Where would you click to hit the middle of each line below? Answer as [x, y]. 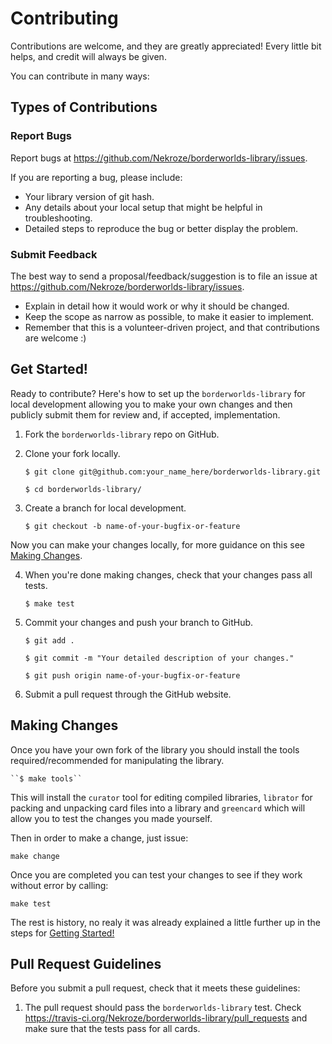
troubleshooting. [58, 218]
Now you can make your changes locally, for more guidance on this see [158, 544]
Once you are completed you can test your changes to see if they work [156, 874]
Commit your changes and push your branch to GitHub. [139, 622]
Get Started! [49, 369]
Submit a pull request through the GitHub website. [128, 694]
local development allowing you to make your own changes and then [151, 404]
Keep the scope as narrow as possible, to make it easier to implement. [169, 316]
